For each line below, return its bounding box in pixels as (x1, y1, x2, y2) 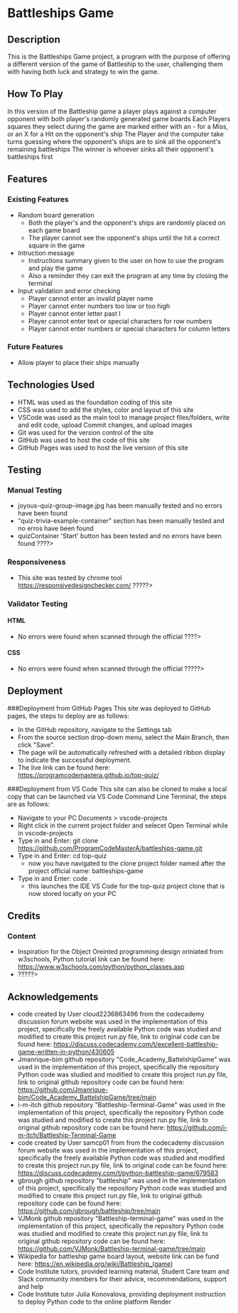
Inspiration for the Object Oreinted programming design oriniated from (17, 947, 224, 956)
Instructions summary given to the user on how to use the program (28, 256, 225, 264)
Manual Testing (7, 485, 63, 495)
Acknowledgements (7, 991, 99, 1003)
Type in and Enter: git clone (17, 836, 98, 845)
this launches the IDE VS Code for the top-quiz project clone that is (28, 882, 225, 890)
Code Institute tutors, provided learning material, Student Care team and (17, 1267, 229, 1276)
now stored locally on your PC (28, 889, 117, 897)
